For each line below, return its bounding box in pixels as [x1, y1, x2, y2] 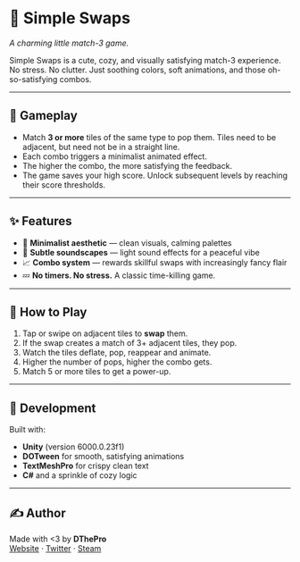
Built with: [9, 424, 46, 435]
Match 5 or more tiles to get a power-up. [21, 366, 171, 377]
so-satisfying [9, 73, 58, 84]
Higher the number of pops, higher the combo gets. [21, 356, 212, 367]
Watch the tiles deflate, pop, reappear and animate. [21, 348, 212, 358]
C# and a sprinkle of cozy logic [21, 470, 137, 481]
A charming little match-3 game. [9, 38, 129, 48]
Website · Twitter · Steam [9, 543, 102, 553]
